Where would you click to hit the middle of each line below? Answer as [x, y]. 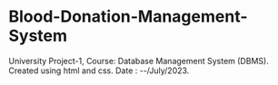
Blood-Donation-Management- [128, 17]
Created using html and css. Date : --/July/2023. [99, 71]
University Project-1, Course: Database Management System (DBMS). [139, 61]
